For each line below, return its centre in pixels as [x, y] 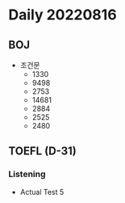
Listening [27, 174]
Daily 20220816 [62, 15]
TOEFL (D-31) [42, 151]
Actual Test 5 [42, 192]
